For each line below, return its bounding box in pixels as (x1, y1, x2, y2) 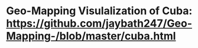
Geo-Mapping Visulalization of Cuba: (6, 4, 193, 18)
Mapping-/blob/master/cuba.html (6, 30, 176, 43)
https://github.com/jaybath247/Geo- (6, 17, 193, 30)
